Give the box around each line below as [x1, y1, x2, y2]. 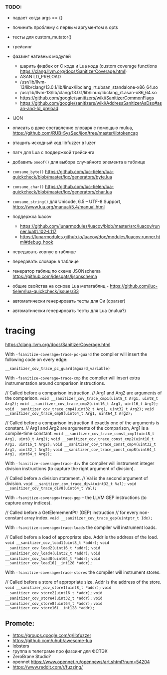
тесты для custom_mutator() [12, 34, 72, 40]
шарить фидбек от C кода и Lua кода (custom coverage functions [19, 63, 158, 69]
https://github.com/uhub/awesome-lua [12, 638, 92, 644]
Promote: [5, 619, 35, 628]
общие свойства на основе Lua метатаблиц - [12, 283, 109, 289]
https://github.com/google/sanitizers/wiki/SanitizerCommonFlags [19, 95, 155, 101]
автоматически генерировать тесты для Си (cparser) [12, 298, 126, 304]
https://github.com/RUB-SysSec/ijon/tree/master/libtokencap [12, 130, 139, 136]
